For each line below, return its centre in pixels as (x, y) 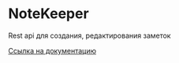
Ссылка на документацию (52, 50)
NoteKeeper (48, 14)
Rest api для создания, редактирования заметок (89, 35)
